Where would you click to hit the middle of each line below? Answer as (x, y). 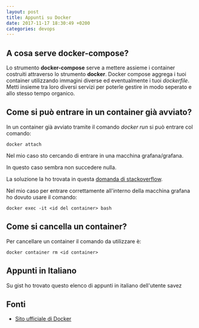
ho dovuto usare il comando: (42, 197)
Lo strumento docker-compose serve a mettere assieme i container (91, 68)
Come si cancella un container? (67, 227)
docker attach (24, 144)
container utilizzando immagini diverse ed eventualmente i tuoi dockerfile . (98, 81)
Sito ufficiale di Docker (43, 319)
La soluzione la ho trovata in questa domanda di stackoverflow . (84, 179)
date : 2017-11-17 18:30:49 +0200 (48, 23)
